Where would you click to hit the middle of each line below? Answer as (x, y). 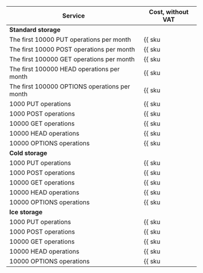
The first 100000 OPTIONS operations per (70, 86)
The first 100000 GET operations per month (72, 59)
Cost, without (169, 12)
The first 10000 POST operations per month (72, 49)
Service (74, 16)
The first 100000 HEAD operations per (64, 69)
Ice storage (26, 212)
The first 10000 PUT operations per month (70, 40)
